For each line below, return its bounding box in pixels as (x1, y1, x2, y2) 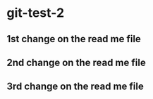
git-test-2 (6, 5, 65, 21)
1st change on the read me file (6, 33, 142, 45)
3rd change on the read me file (6, 81, 144, 93)
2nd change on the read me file (6, 56, 146, 68)
